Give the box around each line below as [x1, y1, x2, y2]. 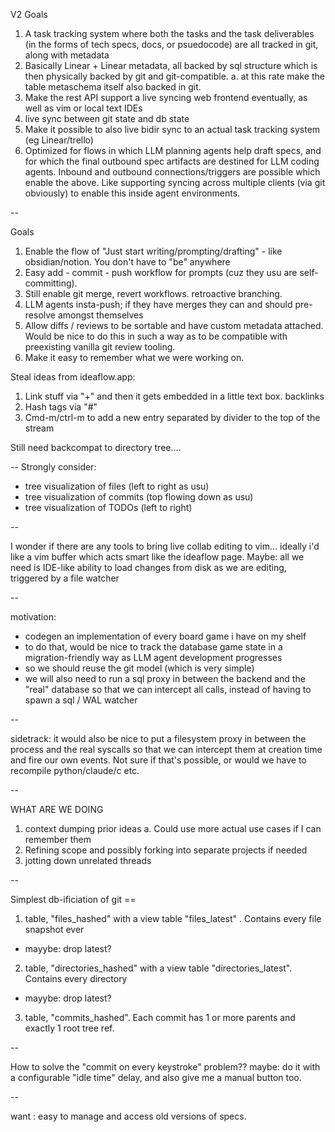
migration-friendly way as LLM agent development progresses [24, 652, 283, 663]
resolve [24, 309, 56, 321]
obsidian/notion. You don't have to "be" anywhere [24, 256, 231, 268]
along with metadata [24, 49, 110, 61]
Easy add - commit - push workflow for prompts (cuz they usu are [24, 267, 298, 278]
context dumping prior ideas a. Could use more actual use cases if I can [24, 823, 322, 834]
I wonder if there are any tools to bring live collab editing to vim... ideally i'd [10, 540, 320, 552]
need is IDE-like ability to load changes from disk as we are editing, [10, 562, 287, 573]
